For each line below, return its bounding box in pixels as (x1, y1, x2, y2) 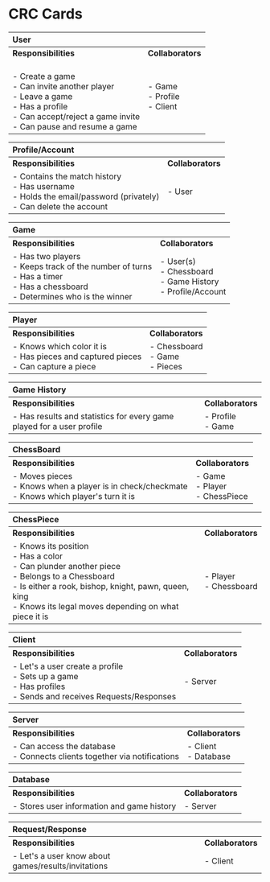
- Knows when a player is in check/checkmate (12, 480, 188, 492)
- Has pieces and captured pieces (12, 351, 142, 362)
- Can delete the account (12, 200, 108, 212)
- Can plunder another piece (12, 560, 121, 571)
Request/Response (12, 823, 87, 835)
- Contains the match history (12, 171, 122, 182)
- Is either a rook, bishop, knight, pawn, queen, (12, 580, 190, 591)
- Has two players (12, 250, 81, 262)
